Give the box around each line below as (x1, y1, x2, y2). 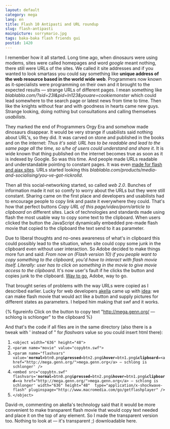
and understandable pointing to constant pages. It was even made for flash (5, 161, 162, 168)
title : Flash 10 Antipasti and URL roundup (5, 21, 99, 27)
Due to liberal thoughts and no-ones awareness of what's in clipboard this (5, 235, 160, 241)
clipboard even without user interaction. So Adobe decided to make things (5, 246, 161, 252)
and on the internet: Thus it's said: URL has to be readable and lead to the (5, 140, 161, 146)
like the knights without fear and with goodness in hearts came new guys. (5, 103, 159, 109)
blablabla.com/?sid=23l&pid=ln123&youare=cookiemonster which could (5, 92, 156, 98)
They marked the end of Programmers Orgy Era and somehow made (5, 123, 149, 129)
